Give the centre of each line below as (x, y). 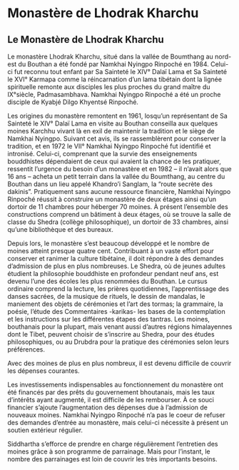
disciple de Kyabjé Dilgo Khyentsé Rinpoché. (73, 102)
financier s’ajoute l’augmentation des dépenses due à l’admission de (108, 407)
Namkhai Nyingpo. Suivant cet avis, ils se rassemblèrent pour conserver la (117, 138)
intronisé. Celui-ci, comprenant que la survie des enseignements (102, 154)
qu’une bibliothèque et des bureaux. (61, 229)
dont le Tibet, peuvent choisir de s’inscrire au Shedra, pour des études (111, 334)
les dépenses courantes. (44, 371)
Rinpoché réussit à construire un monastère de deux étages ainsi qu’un (112, 199)
